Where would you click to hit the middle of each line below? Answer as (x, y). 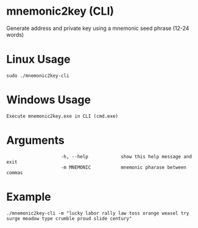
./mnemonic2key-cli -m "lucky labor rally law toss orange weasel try (98, 213)
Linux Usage (38, 60)
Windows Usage (49, 100)
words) (15, 34)
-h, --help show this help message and (126, 156)
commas (15, 172)
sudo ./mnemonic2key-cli (38, 75)
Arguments (36, 140)
